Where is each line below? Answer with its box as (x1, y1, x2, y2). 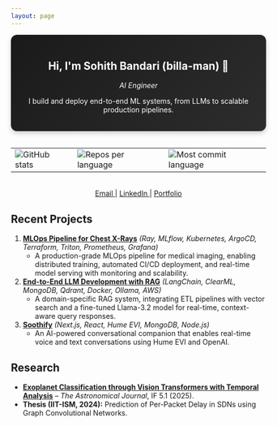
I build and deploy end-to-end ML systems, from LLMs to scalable (28, 97, 249, 106)
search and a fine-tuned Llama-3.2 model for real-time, (34, 303, 219, 312)
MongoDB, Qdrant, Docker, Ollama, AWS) (22, 286, 162, 295)
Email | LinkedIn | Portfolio (95, 188, 182, 199)
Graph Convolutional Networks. (22, 408, 128, 418)
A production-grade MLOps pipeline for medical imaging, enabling (34, 251, 256, 260)
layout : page (11, 11, 55, 20)
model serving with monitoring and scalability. (34, 269, 189, 278)
